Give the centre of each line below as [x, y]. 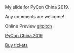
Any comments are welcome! [35, 16]
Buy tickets [17, 45]
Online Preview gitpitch [29, 26]
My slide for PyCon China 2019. [37, 7]
